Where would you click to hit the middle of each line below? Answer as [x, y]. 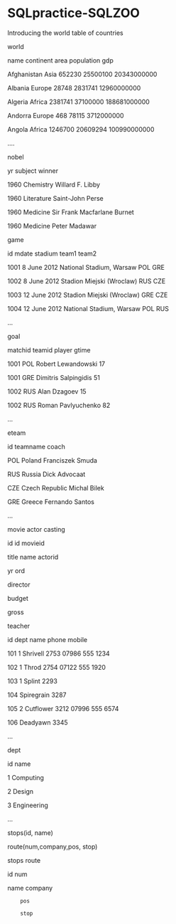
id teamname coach [36, 446]
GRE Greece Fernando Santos [51, 502]
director [19, 584]
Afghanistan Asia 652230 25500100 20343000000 [82, 74]
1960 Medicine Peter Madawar [52, 226]
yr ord [16, 570]
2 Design [21, 791]
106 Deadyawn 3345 [38, 722]
